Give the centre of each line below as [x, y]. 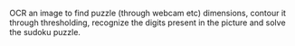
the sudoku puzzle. [45, 32]
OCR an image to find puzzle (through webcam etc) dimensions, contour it [148, 13]
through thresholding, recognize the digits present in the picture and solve [148, 23]
